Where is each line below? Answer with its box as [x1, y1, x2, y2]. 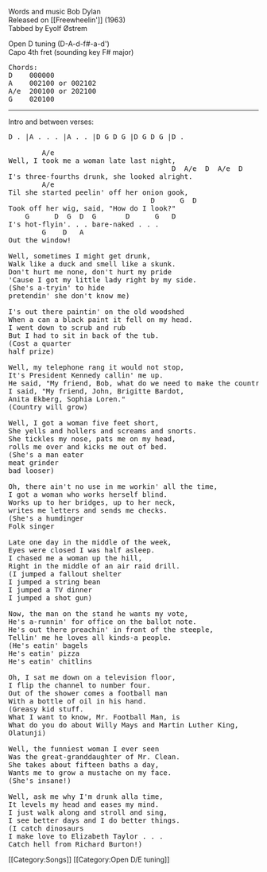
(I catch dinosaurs [8, 824, 84, 833]
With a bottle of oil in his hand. [8, 697, 147, 706]
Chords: [8, 63, 38, 72]
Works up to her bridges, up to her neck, [8, 498, 176, 507]
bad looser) [8, 467, 55, 475]
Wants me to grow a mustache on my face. [8, 769, 172, 777]
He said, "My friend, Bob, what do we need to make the [8, 379, 230, 388]
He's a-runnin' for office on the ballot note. [8, 618, 197, 626]
